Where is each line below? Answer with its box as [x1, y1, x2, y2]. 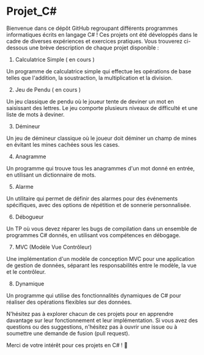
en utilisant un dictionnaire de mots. [6, 171, 97, 178]
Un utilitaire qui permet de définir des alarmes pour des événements [6, 194, 178, 202]
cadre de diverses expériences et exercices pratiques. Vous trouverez [6, 37, 183, 45]
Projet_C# [6, 4, 57, 18]
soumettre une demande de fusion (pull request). [6, 329, 130, 337]
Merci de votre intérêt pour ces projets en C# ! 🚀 [6, 341, 128, 349]
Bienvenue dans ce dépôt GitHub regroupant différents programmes [6, 24, 178, 32]
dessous [6, 44, 28, 51]
